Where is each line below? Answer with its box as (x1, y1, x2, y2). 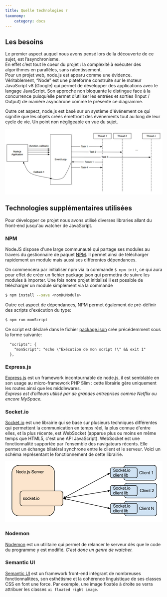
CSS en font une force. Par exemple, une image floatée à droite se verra (5, 581, 153, 587)
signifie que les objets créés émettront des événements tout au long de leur (5, 114, 161, 120)
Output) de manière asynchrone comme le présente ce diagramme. (5, 99, 144, 105)
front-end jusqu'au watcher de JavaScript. (5, 222, 93, 228)
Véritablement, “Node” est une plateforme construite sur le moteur (5, 77, 142, 83)
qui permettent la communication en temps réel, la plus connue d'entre (5, 425, 151, 431)
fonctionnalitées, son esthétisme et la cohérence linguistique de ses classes (5, 576, 162, 582)
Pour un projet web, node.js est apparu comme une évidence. (5, 72, 132, 78)
